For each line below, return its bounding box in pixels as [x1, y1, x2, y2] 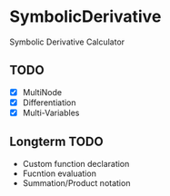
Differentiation [22, 97, 76, 108]
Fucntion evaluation [22, 168, 97, 179]
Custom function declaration [22, 158, 130, 169]
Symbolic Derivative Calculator [9, 36, 125, 47]
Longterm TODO [9, 134, 104, 150]
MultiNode [22, 86, 62, 97]
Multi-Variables [22, 107, 80, 118]
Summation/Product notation [22, 177, 131, 188]
